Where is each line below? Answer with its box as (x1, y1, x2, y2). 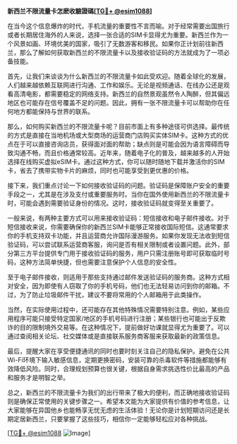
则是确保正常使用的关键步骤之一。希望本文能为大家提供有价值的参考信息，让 (7, 397, 230, 405)
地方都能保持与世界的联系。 (13, 107, 94, 116)
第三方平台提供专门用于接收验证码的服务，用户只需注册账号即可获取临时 (13, 249, 224, 257)
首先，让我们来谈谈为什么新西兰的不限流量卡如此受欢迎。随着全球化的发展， (7, 72, 230, 80)
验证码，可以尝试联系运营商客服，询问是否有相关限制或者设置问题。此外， (7, 240, 224, 249)
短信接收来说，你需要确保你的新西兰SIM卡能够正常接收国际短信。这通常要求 (7, 223, 229, 231)
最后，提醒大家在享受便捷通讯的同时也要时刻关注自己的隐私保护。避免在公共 (7, 347, 230, 355)
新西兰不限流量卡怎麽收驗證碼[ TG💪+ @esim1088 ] (7, 7, 153, 15)
